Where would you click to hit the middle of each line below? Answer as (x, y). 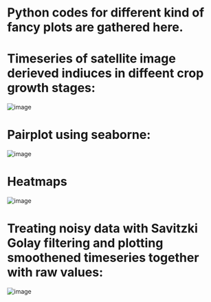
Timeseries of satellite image (92, 59)
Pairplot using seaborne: (79, 135)
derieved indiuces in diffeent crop (105, 73)
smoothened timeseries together (103, 258)
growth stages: (52, 88)
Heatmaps (37, 182)
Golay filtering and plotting (85, 243)
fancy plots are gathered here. (95, 27)
